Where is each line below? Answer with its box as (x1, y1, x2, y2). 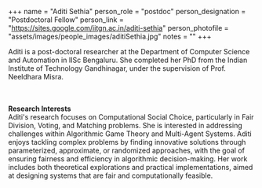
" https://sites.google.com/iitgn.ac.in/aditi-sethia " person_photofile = (8, 24, 229, 32)
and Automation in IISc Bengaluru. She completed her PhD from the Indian (8, 55, 248, 65)
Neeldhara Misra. (8, 72, 64, 81)
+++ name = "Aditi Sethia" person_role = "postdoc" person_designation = (8, 7, 246, 16)
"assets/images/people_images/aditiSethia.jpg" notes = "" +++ (8, 31, 212, 41)
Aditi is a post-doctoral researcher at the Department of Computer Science (8, 47, 250, 56)
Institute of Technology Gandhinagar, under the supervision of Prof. (8, 64, 226, 73)
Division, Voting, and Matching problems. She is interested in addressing (8, 121, 243, 130)
